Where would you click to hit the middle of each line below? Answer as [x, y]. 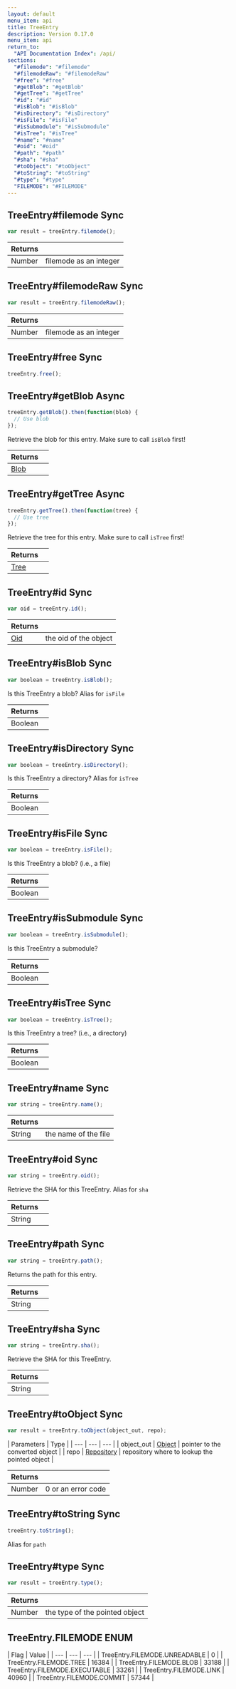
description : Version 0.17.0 [50, 34]
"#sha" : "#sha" [36, 160]
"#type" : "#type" [39, 180]
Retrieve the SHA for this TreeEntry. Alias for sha [78, 1189]
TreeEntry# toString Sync [64, 1514]
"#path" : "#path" [39, 153]
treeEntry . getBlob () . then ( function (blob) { [73, 413]
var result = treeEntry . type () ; [55, 1583]
